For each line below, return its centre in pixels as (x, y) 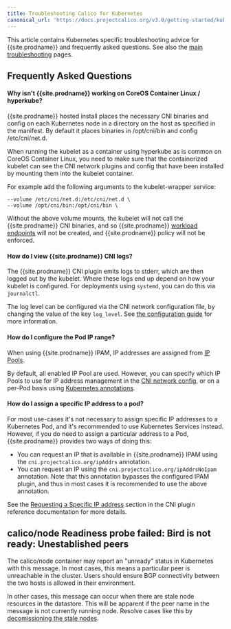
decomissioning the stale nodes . (53, 618)
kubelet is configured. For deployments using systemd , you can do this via (111, 286)
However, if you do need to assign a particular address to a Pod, (98, 433)
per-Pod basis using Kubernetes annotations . (71, 388)
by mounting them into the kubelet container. (70, 174)
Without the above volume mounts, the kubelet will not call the (95, 219)
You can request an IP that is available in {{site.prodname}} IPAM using (117, 454)
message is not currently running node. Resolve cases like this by (100, 610)
